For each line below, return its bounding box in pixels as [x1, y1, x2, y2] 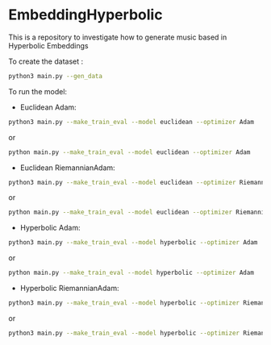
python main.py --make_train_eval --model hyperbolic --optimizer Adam [8, 268, 254, 277]
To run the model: [8, 86, 67, 96]
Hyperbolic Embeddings [8, 40, 89, 50]
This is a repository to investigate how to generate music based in [8, 32, 227, 42]
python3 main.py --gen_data [8, 72, 103, 80]
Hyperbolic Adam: [19, 223, 81, 233]
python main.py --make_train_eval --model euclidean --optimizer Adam [8, 148, 251, 156]
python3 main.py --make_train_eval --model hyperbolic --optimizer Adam [8, 239, 258, 247]
